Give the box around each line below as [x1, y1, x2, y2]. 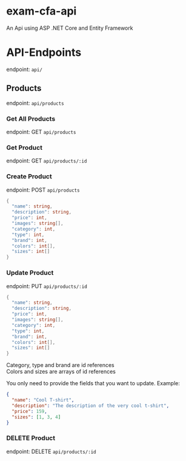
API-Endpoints [6, 45, 82, 59]
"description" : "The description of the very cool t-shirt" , [12, 402, 170, 409]
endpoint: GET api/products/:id [6, 157, 87, 164]
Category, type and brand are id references [6, 362, 115, 369]
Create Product [6, 172, 53, 181]
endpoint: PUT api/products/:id [6, 282, 88, 289]
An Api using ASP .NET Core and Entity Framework [6, 24, 133, 32]
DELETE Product [6, 434, 56, 442]
